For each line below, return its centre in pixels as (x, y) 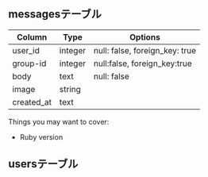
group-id (29, 63)
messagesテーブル (55, 14)
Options (145, 37)
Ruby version (41, 137)
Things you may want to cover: (59, 121)
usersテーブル (43, 164)
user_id (26, 50)
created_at (32, 102)
